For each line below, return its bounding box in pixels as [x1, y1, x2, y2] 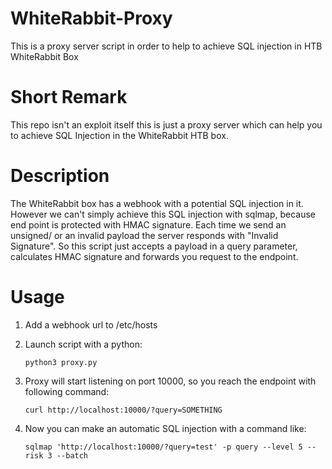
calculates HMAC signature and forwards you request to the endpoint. [10, 250, 299, 262]
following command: [24, 385, 110, 397]
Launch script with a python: [24, 338, 143, 350]
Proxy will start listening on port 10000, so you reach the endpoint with [24, 375, 317, 387]
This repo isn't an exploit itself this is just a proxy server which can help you [10, 118, 323, 131]
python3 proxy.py [24, 357, 98, 367]
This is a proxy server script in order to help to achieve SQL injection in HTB [10, 40, 323, 52]
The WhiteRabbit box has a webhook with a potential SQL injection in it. [10, 197, 304, 209]
